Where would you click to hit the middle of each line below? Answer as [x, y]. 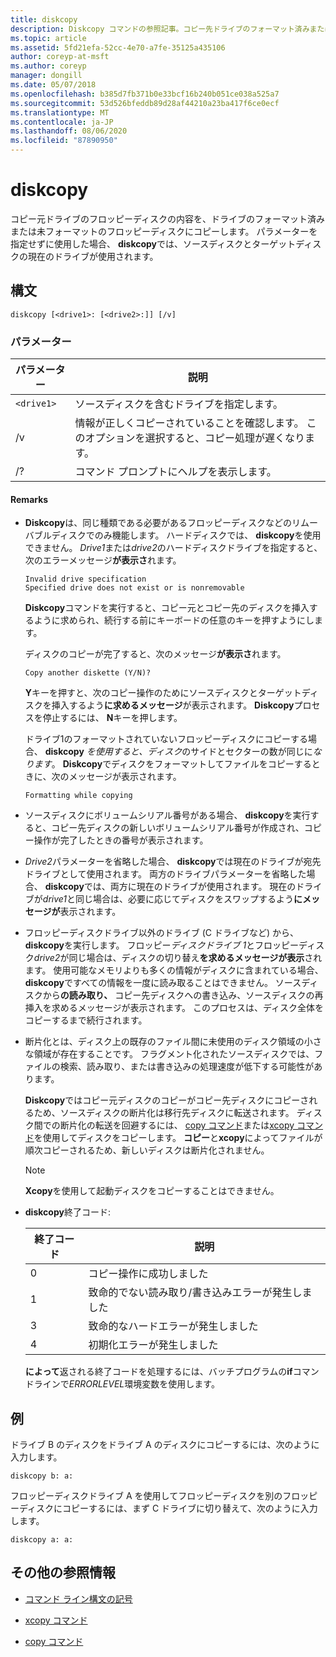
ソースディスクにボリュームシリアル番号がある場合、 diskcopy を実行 [167, 815]
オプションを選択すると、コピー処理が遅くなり [194, 438]
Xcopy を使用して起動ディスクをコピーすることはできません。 [152, 1191]
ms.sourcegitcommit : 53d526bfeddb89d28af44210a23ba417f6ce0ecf [145, 103]
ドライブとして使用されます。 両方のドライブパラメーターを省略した [165, 874]
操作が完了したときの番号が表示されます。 [121, 840]
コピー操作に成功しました [148, 1274]
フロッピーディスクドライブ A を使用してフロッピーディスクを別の [146, 1496]
